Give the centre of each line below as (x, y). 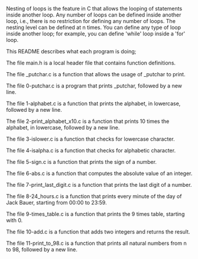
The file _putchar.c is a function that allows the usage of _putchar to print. (96, 74)
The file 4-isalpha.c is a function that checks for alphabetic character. (91, 150)
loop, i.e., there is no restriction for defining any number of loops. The (91, 21)
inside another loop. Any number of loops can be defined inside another (94, 15)
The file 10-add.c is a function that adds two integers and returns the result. (98, 232)
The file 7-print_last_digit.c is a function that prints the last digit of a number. (99, 185)
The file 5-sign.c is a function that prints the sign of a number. (82, 162)
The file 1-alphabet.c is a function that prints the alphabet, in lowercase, (93, 103)
